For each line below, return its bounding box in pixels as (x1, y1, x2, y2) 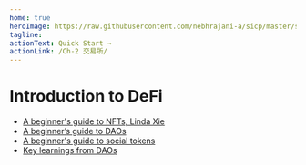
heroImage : (9, 22, 51, 31)
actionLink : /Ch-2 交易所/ (9, 47, 107, 56)
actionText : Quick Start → (9, 38, 112, 48)
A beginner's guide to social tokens (22, 135, 156, 146)
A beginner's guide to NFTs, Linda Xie (22, 116, 166, 127)
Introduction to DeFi (9, 86, 163, 107)
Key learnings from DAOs (22, 145, 117, 156)
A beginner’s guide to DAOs (22, 126, 127, 137)
